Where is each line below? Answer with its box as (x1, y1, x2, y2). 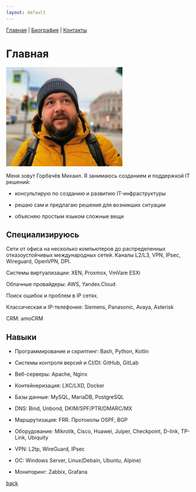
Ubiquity (28, 434, 49, 441)
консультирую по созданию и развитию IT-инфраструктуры (14, 189, 166, 197)
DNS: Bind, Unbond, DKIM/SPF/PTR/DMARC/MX (14, 405, 132, 412)
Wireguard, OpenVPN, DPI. (6, 258, 71, 265)
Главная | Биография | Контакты (6, 27, 87, 34)
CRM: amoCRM (6, 315, 44, 322)
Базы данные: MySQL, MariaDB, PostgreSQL (14, 393, 125, 401)
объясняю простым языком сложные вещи (14, 212, 124, 219)
